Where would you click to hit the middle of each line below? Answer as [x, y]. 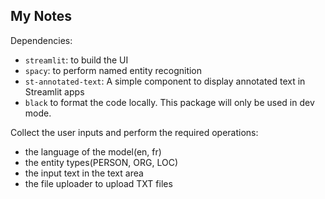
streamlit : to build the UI [76, 60]
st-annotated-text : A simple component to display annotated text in [165, 81]
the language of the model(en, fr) [93, 151]
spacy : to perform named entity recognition [113, 70]
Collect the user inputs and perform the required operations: [134, 132]
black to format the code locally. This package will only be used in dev [169, 102]
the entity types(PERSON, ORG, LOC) [101, 162]
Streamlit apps [54, 91]
